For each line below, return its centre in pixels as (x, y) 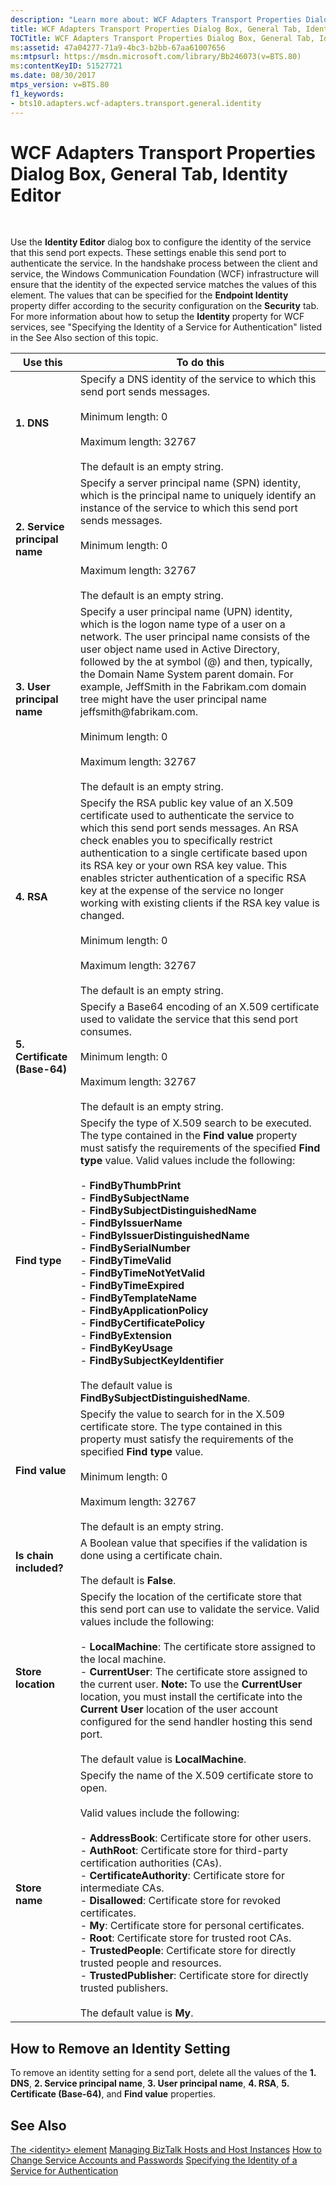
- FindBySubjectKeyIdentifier (152, 1361)
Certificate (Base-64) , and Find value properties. (113, 2094)
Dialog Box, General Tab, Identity (149, 173)
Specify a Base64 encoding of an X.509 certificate (199, 1007)
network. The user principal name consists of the (195, 637)
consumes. (105, 1032)
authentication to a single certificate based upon (193, 853)
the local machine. (123, 1659)
